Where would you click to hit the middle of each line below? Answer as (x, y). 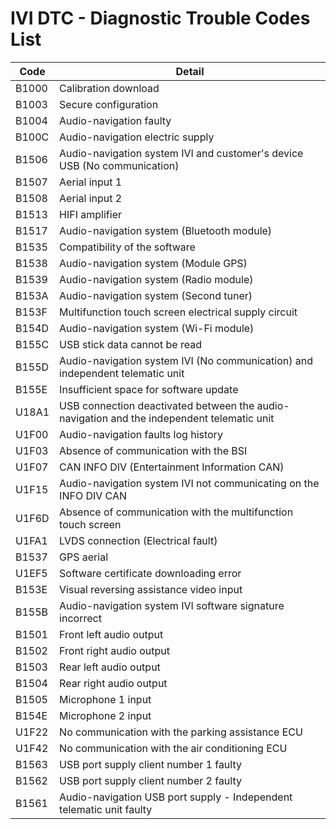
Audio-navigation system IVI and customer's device (181, 153)
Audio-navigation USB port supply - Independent (176, 797)
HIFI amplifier (90, 214)
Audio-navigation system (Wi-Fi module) (157, 328)
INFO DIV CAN (93, 495)
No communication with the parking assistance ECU (181, 732)
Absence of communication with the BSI (153, 450)
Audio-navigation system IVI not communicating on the (189, 483)
